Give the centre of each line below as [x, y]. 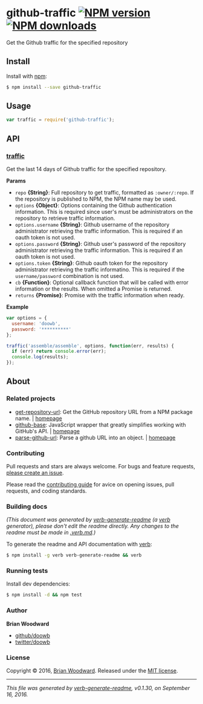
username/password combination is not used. [69, 276]
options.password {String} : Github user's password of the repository [100, 244]
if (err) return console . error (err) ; [59, 351]
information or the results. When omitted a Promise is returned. [93, 289]
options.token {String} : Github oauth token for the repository [91, 263]
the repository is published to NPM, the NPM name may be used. [96, 199]
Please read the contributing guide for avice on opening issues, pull [90, 484]
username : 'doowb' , [36, 323]
